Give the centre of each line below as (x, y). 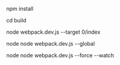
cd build (16, 20)
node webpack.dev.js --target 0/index (53, 32)
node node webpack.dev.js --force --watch (60, 55)
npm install (20, 9)
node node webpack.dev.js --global (51, 44)
